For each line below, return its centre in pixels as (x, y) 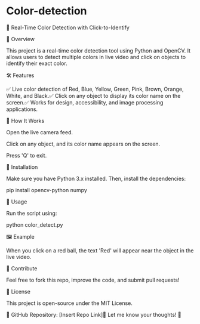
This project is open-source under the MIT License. (70, 303)
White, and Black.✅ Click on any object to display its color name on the (93, 95)
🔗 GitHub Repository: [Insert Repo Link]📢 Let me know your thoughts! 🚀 (94, 314)
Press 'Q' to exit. (27, 155)
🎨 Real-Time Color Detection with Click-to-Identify (68, 27)
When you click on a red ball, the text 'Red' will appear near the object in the (100, 250)
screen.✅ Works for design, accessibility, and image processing (85, 102)
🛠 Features (20, 75)
